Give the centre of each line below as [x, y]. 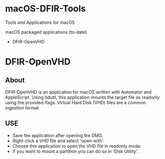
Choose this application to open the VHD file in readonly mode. [77, 146]
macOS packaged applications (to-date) [46, 32]
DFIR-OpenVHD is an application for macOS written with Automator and [78, 92]
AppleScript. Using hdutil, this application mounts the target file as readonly [82, 97]
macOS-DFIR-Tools [45, 9]
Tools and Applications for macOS [40, 22]
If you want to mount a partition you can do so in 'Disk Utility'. [75, 151]
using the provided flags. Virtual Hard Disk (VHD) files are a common [76, 102]
